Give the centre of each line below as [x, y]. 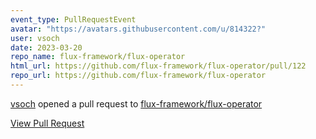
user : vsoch [35, 38]
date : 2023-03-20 [46, 47]
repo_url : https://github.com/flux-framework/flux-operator [138, 76]
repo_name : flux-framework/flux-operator [98, 57]
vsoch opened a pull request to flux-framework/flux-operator [136, 103]
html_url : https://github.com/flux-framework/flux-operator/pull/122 [158, 66]
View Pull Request [47, 123]
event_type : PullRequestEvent [73, 19]
